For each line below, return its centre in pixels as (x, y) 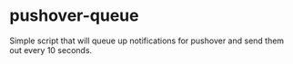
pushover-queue (74, 16)
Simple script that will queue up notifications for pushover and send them (147, 41)
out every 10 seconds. (51, 50)
